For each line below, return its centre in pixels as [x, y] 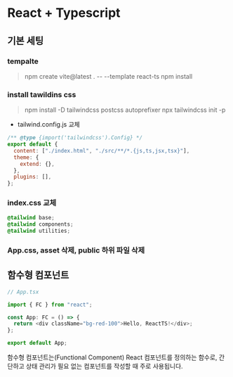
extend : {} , [37, 164]
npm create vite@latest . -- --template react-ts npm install [108, 76]
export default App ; [38, 343]
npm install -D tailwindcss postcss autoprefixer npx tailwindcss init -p [125, 110]
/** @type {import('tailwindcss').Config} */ [75, 138]
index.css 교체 [32, 203]
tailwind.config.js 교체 [49, 124]
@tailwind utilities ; [39, 231]
